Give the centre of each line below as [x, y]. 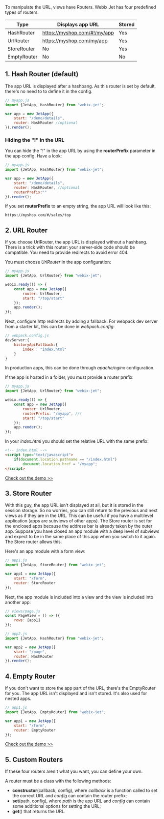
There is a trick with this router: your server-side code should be [70, 247]
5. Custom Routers [34, 759]
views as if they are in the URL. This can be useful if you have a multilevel [79, 516]
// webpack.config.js [27, 336]
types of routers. [22, 12]
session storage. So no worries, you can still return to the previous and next [81, 511]
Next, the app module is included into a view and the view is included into [79, 597]
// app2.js [16, 634]
